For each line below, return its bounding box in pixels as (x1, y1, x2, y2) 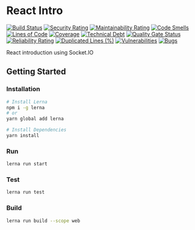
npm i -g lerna (6, 105, 45, 111)
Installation (6, 85, 41, 94)
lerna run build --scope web (6, 218, 80, 224)
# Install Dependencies (6, 127, 67, 133)
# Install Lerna (6, 98, 48, 105)
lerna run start (6, 161, 48, 167)
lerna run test (6, 189, 45, 196)
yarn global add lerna (6, 116, 64, 122)
